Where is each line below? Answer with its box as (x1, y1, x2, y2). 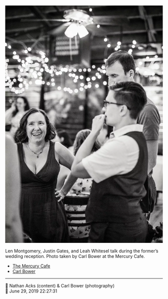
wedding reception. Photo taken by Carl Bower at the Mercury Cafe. (5, 253, 145, 259)
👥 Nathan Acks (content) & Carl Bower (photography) (5, 282, 115, 288)
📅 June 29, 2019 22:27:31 (5, 288, 57, 294)
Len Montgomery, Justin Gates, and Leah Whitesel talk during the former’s (5, 248, 158, 254)
